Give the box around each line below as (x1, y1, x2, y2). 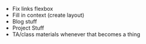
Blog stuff (12, 18, 37, 25)
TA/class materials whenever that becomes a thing (12, 31, 140, 38)
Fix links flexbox (12, 5, 53, 12)
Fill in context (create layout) (12, 11, 85, 19)
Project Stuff (12, 24, 44, 31)
